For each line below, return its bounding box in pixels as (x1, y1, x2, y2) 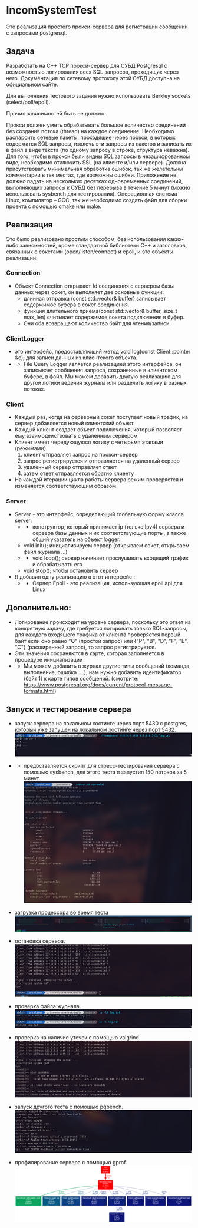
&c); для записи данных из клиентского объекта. (14, 354, 138, 361)
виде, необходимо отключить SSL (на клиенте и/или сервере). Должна (6, 159, 187, 166)
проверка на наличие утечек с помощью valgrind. (14, 1034, 141, 1041)
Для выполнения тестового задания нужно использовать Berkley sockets (6, 92, 191, 99)
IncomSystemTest (6, 4, 97, 17)
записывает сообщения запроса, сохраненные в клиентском (23, 367, 178, 374)
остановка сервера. (14, 937, 65, 945)
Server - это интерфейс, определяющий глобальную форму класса (14, 510, 184, 517)
